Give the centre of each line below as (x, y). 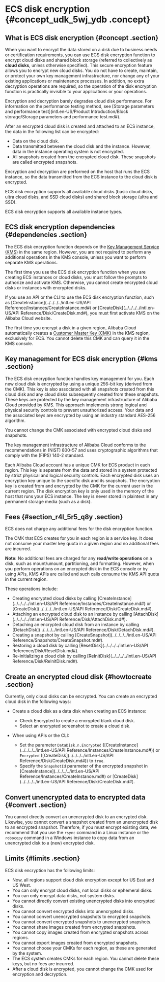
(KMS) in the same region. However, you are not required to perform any (78, 252)
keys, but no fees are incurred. (43, 964)
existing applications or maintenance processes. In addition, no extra (75, 81)
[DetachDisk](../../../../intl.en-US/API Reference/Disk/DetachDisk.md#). (83, 630)
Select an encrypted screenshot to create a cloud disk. (75, 726)
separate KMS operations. (31, 262)
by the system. (27, 953)
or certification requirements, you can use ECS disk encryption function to (80, 55)
